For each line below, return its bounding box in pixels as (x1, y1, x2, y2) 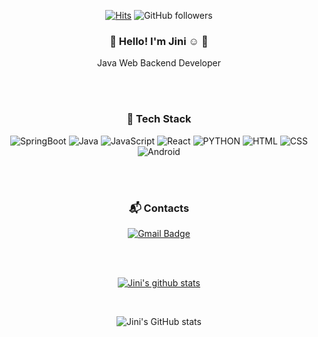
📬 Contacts (128, 201, 190, 215)
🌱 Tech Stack (126, 112, 192, 126)
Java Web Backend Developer (97, 57, 221, 69)
